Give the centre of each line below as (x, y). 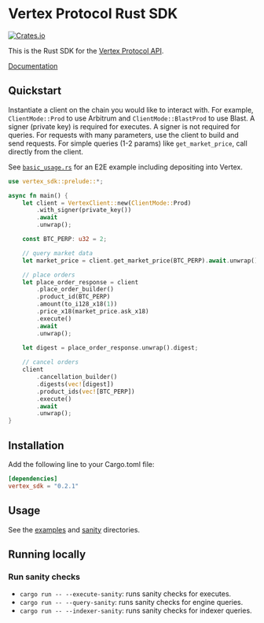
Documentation (33, 66)
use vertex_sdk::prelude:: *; (56, 181)
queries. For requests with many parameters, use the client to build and (124, 135)
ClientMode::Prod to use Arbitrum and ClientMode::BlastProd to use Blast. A (132, 118)
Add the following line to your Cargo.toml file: (81, 464)
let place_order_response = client (81, 282)
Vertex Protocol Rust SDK (93, 14)
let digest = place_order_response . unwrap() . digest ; (110, 348)
